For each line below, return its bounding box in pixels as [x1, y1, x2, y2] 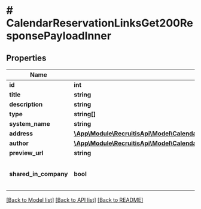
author [9, 139, 29, 147]
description [9, 100, 43, 108]
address [9, 129, 33, 138]
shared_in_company [9, 170, 68, 178]
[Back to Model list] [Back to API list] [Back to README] [6, 196, 144, 204]
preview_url [9, 149, 44, 157]
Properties [6, 53, 47, 63]
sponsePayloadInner [6, 29, 112, 43]
